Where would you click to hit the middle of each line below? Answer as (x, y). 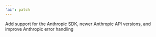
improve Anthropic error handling (39, 29)
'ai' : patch (17, 10)
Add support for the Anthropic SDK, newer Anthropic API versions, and (78, 24)
